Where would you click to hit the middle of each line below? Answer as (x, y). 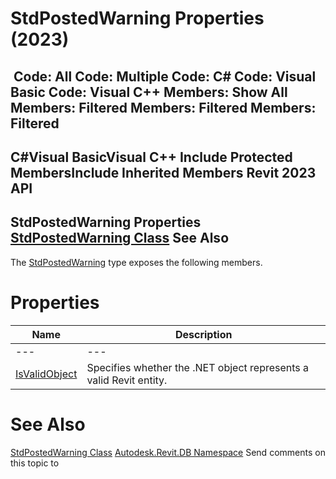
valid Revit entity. (127, 380)
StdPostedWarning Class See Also (120, 238)
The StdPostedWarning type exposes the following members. (136, 262)
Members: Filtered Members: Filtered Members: (163, 107)
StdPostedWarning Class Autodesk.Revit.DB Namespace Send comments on (168, 452)
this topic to (35, 463)
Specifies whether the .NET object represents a (198, 367)
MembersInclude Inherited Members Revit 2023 (163, 172)
